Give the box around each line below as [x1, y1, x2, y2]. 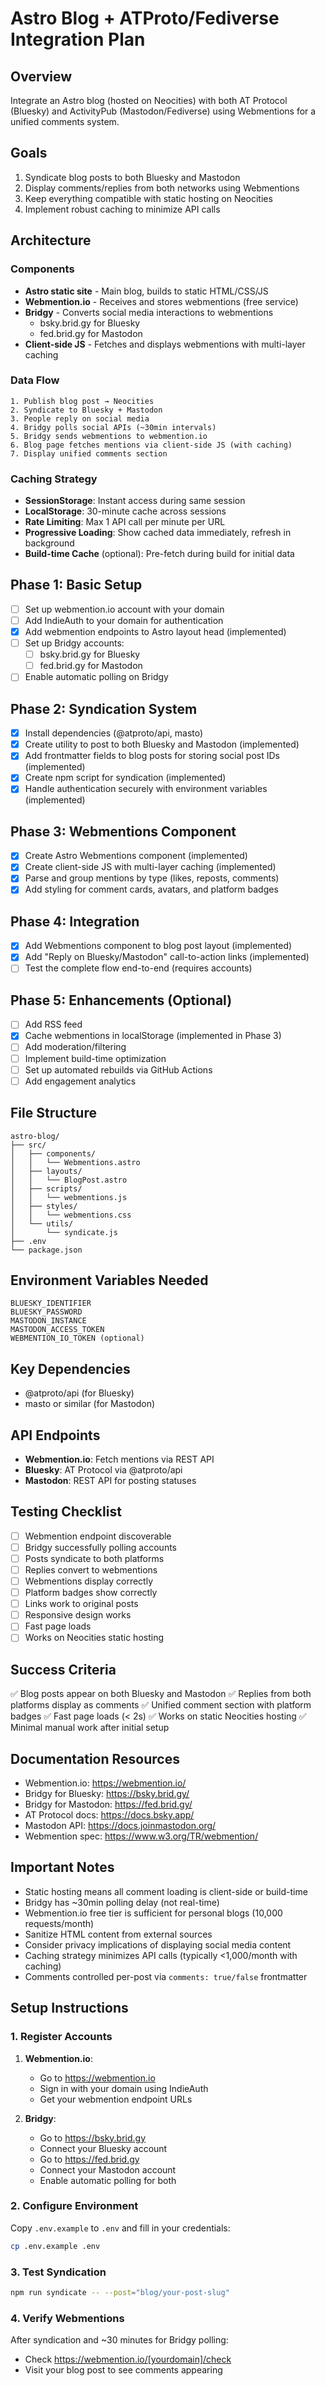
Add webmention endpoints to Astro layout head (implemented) [24, 626, 287, 638]
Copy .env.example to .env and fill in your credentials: [10, 2222, 231, 2234]
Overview [10, 68, 73, 85]
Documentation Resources [10, 1750, 180, 1767]
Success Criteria [10, 1661, 117, 1678]
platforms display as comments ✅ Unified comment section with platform [10, 1699, 312, 1711]
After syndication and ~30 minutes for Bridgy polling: [10, 2334, 229, 2346]
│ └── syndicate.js [10, 1227, 118, 1237]
